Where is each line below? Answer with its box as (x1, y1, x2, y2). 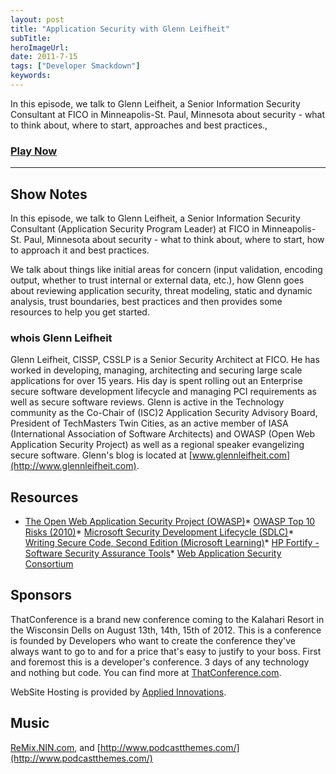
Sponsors (10, 587, 72, 604)
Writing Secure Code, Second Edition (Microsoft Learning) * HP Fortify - (24, 537, 320, 549)
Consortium (24, 558, 74, 570)
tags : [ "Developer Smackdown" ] (10, 61, 141, 71)
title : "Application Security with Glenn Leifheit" (10, 24, 230, 34)
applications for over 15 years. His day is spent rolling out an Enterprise (10, 375, 303, 387)
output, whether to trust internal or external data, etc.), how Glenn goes (10, 274, 305, 286)
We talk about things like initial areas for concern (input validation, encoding (10, 263, 323, 275)
